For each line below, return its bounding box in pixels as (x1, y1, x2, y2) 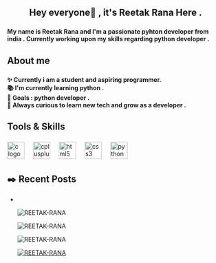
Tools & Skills (7, 121, 65, 133)
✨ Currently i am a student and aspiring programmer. (7, 75, 162, 83)
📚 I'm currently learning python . (7, 83, 105, 92)
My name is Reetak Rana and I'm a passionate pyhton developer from (7, 28, 209, 36)
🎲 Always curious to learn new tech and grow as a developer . (7, 101, 187, 109)
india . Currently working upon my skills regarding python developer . (7, 35, 210, 43)
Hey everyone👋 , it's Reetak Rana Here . (29, 7, 202, 19)
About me (7, 54, 50, 66)
